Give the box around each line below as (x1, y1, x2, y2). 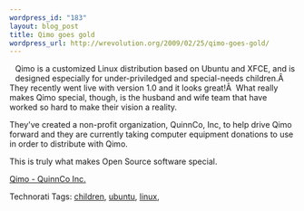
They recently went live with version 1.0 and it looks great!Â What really (9, 82, 279, 93)
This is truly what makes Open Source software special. (9, 156, 218, 168)
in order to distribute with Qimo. (9, 139, 129, 149)
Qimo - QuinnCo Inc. (9, 174, 86, 185)
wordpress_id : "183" (9, 13, 88, 23)
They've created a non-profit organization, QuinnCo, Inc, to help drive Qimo (9, 120, 292, 130)
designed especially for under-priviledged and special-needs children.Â (15, 73, 284, 84)
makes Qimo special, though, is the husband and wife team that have (9, 92, 268, 103)
